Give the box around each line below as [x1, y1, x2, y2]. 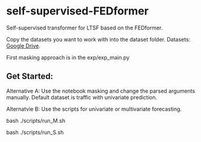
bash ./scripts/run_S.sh [6, 128, 64, 136]
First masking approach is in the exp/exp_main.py [6, 54, 130, 61]
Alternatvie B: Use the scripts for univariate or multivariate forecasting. [6, 105, 182, 113]
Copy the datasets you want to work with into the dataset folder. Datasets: [6, 35, 191, 43]
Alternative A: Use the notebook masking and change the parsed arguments [6, 87, 196, 94]
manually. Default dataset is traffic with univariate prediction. [6, 93, 158, 100]
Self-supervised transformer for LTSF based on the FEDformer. [6, 24, 163, 31]
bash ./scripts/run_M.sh [6, 117, 65, 124]
